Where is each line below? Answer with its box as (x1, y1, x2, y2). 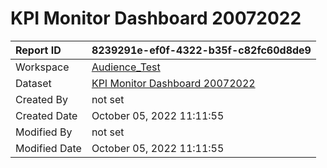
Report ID (15, 43, 62, 57)
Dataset (15, 76, 52, 90)
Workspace (15, 60, 70, 74)
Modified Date (15, 141, 82, 155)
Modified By (15, 125, 73, 139)
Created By (15, 92, 68, 106)
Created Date (15, 108, 78, 122)
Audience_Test (91, 60, 161, 74)
